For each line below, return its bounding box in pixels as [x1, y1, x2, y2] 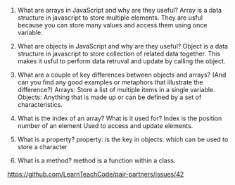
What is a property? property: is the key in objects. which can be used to [17, 135, 229, 143]
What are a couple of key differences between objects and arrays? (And [17, 70, 227, 79]
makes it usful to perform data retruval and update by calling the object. [17, 57, 226, 65]
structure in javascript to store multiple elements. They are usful [17, 13, 203, 22]
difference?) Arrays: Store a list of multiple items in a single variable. [17, 86, 216, 94]
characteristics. [17, 101, 63, 108]
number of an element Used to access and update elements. [17, 122, 193, 129]
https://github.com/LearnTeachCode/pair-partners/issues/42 [7, 170, 184, 178]
